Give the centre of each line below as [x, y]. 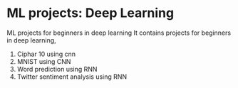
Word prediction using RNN [57, 69]
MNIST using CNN [44, 61]
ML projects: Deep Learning [90, 13]
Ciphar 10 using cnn [46, 54]
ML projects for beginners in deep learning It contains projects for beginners [119, 33]
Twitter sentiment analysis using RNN [72, 77]
